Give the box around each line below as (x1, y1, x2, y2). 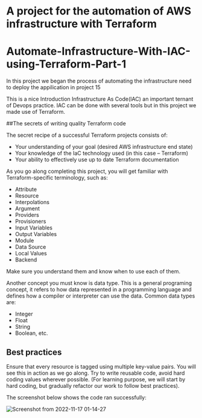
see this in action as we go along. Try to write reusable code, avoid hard (6, 369, 185, 376)
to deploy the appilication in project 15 (6, 84, 101, 91)
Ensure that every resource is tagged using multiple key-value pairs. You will (6, 363, 196, 370)
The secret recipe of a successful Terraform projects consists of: (6, 131, 168, 139)
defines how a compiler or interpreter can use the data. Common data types (6, 292, 195, 299)
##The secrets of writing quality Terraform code (6, 120, 127, 127)
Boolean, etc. (14, 329, 48, 337)
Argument (14, 205, 40, 212)
